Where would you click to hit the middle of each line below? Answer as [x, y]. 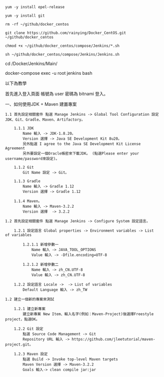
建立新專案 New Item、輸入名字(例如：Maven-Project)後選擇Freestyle [88, 314]
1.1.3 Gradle [27, 181]
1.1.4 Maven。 [28, 201]
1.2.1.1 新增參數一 [41, 245]
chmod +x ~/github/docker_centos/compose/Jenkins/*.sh [62, 46]
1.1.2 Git [24, 167]
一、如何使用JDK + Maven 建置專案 [41, 104]
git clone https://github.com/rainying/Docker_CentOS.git [66, 33]
